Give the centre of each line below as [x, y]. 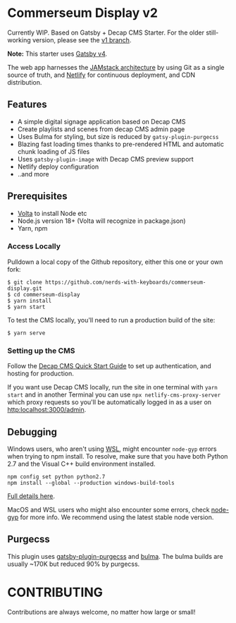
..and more [33, 174]
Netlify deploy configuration [58, 167]
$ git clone [25, 282]
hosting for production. [41, 374]
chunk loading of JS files [54, 151]
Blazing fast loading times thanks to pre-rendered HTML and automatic [120, 144]
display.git [25, 288]
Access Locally [34, 246]
